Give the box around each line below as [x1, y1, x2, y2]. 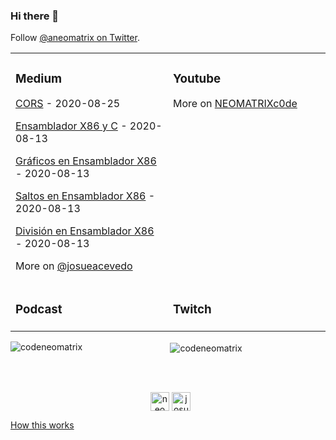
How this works [10, 419, 75, 431]
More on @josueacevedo [15, 259, 133, 273]
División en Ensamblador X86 [15, 224, 155, 238]
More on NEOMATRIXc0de [173, 97, 298, 111]
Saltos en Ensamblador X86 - [15, 189, 156, 203]
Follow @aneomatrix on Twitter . [10, 32, 140, 44]
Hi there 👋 [10, 9, 60, 23]
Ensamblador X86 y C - [15, 119, 128, 133]
